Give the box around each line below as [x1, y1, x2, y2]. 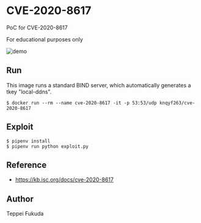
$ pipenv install [6, 138, 51, 144]
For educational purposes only [6, 35, 84, 43]
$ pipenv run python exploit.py [6, 143, 89, 150]
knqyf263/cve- [159, 100, 196, 106]
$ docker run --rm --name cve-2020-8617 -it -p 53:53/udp [6, 100, 157, 106]
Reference [6, 159, 47, 170]
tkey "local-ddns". [6, 88, 52, 95]
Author [6, 194, 34, 204]
